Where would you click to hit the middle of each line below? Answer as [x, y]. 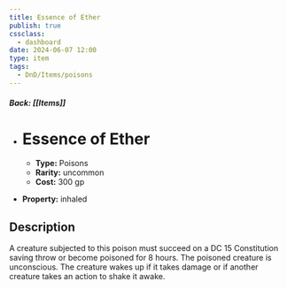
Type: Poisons [62, 164]
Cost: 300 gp [60, 182]
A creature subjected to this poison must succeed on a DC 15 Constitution [144, 248]
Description [42, 227]
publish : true [35, 26]
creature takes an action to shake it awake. [87, 277]
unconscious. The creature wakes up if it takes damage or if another [134, 267]
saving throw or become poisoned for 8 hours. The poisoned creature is [140, 258]
